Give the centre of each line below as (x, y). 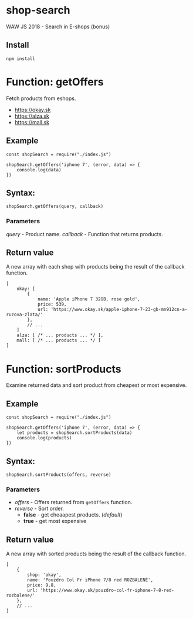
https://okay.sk (33, 110)
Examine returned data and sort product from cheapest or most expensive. (97, 385)
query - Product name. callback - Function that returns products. (84, 234)
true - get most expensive (55, 521)
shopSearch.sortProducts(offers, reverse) (59, 475)
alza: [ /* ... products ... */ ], (60, 335)
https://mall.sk (32, 122)
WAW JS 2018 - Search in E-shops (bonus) (58, 27)
